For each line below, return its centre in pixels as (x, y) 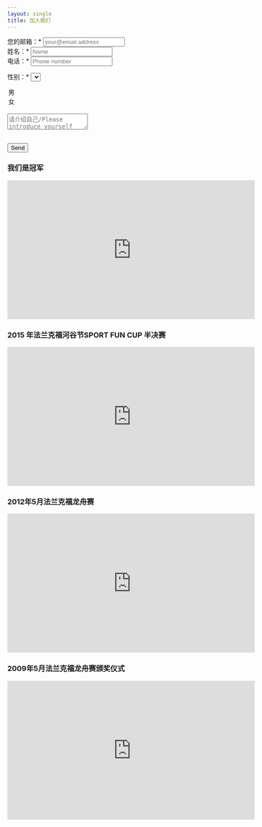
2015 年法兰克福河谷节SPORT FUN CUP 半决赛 (87, 334)
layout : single (30, 14)
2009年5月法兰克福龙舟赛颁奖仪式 (66, 669)
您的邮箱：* (25, 41)
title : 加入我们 (29, 20)
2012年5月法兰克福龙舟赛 (51, 502)
